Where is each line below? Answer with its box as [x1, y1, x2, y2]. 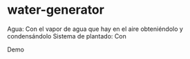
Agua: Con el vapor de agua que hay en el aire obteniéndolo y [7, 25, 183, 33]
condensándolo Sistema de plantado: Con [7, 32, 126, 40]
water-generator [7, 2, 105, 18]
